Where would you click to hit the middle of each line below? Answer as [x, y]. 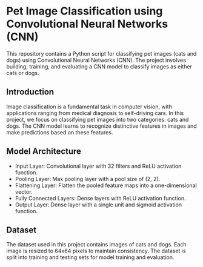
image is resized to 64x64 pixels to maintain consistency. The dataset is [96, 251]
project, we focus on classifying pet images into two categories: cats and [98, 119]
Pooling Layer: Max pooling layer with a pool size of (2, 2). [88, 179]
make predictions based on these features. [60, 132]
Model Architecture [44, 152]
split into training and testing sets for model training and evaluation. [90, 257]
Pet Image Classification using [85, 11]
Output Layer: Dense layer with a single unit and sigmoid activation [98, 205]
